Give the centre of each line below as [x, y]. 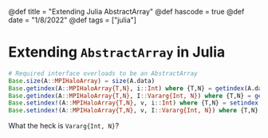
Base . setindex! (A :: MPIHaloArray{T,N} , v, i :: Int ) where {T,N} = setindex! [135, 103]
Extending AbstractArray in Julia [117, 52]
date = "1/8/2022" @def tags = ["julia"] [73, 20]
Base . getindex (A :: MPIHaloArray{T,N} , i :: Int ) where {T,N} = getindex [126, 88]
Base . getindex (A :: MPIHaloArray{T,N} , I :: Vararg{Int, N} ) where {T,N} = [130, 96]
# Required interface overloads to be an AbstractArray [103, 73]
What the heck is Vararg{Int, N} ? [64, 126]
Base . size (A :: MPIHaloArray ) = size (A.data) [82, 81]
